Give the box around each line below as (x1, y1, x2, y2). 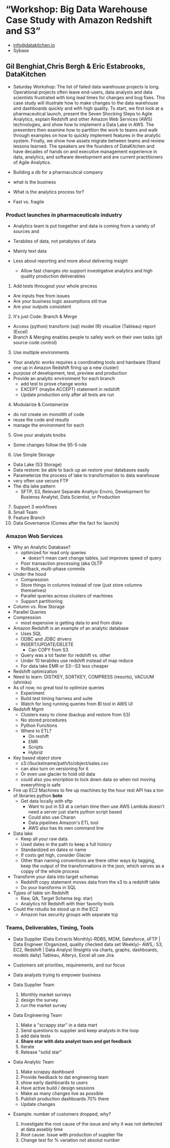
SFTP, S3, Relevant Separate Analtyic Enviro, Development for (20, 489, 150, 495)
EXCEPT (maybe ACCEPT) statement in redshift (20, 386, 120, 392)
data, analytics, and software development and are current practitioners (13, 154, 163, 160)
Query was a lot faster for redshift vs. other (20, 652, 111, 658)
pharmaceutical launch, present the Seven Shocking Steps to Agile (13, 110, 152, 116)
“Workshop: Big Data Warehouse (6, 4, 148, 15)
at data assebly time (20, 1126, 63, 1132)
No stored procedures (20, 717, 67, 723)
